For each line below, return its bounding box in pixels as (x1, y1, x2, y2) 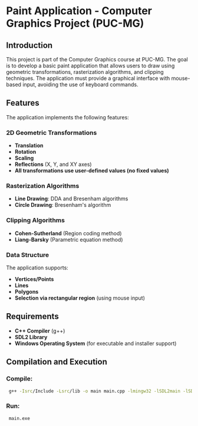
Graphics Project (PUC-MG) (6, 17, 144, 30)
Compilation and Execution (6, 357, 107, 367)
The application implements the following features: (6, 113, 130, 121)
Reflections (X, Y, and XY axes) (14, 161, 93, 168)
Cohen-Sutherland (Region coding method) (14, 229, 122, 237)
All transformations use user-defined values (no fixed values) (14, 167, 169, 174)
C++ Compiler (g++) (14, 327, 65, 334)
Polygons (14, 288, 39, 295)
